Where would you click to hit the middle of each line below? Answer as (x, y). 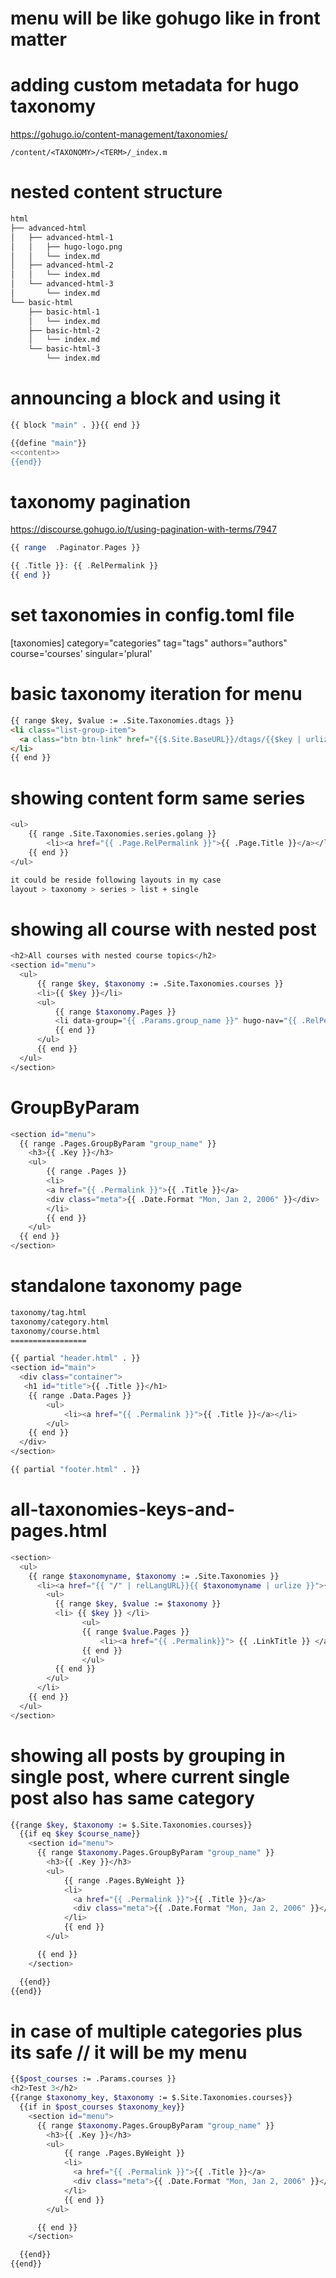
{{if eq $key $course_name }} (80, 1834)
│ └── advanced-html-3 (62, 284)
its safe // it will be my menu (129, 2052)
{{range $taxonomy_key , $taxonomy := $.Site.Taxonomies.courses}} (151, 2098)
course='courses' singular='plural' (81, 653)
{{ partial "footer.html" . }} (75, 1470)
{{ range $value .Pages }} (135, 1632)
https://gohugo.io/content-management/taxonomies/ (119, 134)
